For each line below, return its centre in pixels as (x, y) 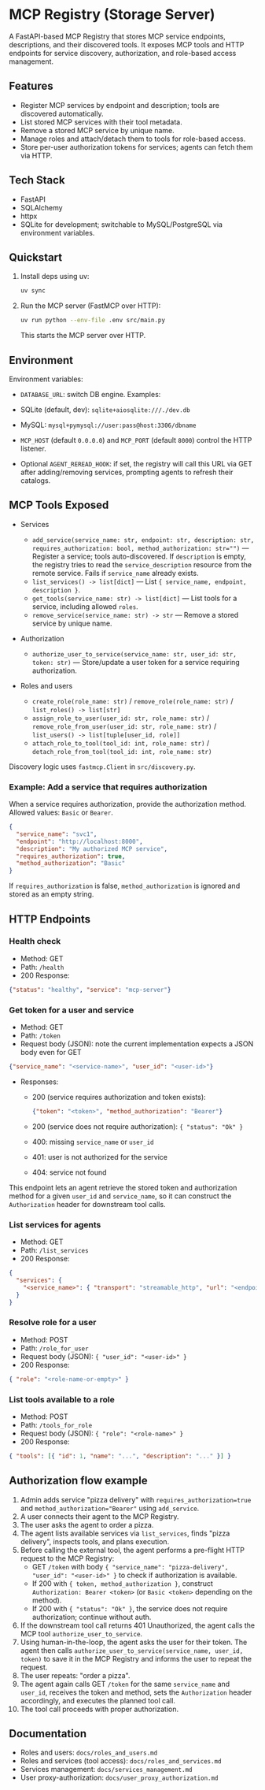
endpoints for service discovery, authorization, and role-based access (123, 53)
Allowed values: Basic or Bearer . (61, 812)
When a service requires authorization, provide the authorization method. (128, 804)
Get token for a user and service (72, 1010)
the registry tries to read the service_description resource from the (142, 564)
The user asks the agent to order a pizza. (87, 1524)
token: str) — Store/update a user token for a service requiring (136, 662)
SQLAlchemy (41, 207)
